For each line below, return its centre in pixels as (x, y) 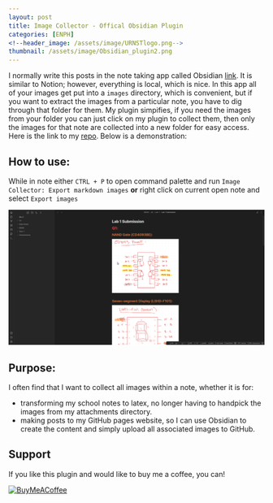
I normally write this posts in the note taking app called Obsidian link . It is (130, 76)
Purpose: (32, 368)
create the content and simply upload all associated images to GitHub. (138, 429)
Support (30, 455)
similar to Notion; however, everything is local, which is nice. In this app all (133, 85)
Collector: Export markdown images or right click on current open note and (134, 189)
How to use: (39, 161)
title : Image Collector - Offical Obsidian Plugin (96, 26)
